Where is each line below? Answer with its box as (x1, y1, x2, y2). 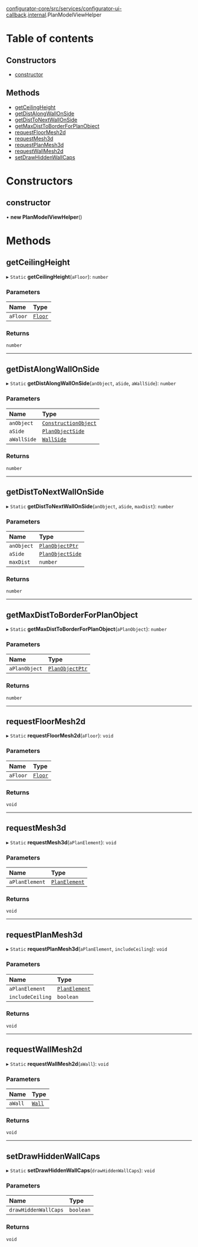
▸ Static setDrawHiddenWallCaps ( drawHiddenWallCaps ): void (6, 1167, 155, 1174)
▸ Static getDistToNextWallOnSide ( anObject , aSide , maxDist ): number (6, 502, 174, 509)
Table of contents (6, 32, 94, 45)
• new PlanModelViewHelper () (6, 213, 82, 221)
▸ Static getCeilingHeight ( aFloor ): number (6, 273, 109, 280)
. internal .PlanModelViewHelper (26, 11, 102, 18)
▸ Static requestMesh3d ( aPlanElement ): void (6, 838, 117, 845)
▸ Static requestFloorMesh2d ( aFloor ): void (6, 732, 114, 739)
